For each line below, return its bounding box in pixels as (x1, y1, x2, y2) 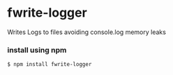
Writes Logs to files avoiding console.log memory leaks (7, 28, 166, 36)
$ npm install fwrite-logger (7, 61, 92, 68)
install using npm (7, 45, 67, 55)
